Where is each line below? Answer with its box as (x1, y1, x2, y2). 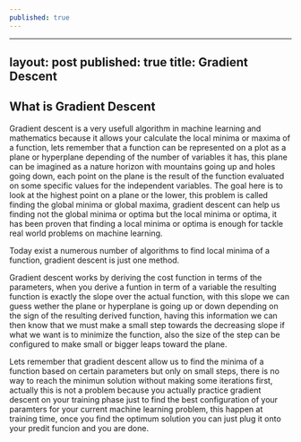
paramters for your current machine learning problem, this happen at (9, 403, 263, 414)
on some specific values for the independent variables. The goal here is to (9, 180, 284, 191)
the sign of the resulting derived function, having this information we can (9, 310, 278, 321)
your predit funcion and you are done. (9, 422, 150, 433)
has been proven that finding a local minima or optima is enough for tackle (9, 218, 284, 229)
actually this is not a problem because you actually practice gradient (9, 385, 262, 395)
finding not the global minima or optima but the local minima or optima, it (9, 208, 278, 220)
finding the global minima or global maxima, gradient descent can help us (9, 199, 280, 210)
